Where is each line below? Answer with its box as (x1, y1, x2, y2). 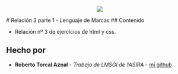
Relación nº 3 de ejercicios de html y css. (14, 28, 116, 35)
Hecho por (6, 45, 46, 56)
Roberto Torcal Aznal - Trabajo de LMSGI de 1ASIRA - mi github (14, 61, 172, 68)
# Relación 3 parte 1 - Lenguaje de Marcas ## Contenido (6, 17, 145, 24)
